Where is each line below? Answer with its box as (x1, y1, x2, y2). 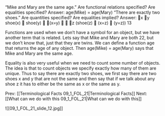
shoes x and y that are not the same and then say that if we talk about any (5, 76, 155, 81)
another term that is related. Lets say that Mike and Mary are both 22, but (5, 35, 154, 40)
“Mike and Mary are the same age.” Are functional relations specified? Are (5, 4, 156, 10)
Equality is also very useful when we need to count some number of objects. (5, 60, 161, 66)
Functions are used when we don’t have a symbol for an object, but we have (5, 30, 160, 35)
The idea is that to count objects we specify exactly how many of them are (5, 65, 157, 71)
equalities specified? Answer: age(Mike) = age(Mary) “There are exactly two (5, 9, 160, 15)
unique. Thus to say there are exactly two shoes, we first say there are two (5, 71, 157, 76)
